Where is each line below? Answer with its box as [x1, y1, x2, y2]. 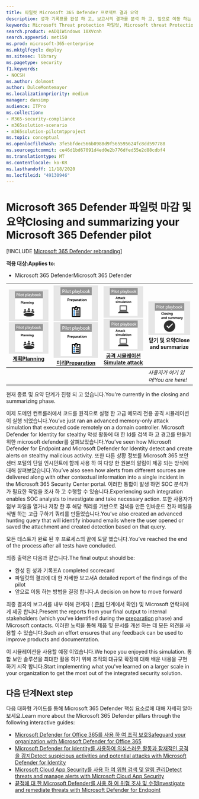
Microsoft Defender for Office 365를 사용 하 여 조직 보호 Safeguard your [14, 731, 186, 738]
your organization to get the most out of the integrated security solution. [6, 669, 182, 676]
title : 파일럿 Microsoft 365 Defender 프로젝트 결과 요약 [6, 9, 139, 15]
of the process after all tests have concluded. [6, 542, 117, 549]
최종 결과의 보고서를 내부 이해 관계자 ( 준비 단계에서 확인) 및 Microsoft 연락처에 [6, 600, 190, 607]
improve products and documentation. [6, 635, 99, 643]
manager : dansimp [6, 97, 49, 103]
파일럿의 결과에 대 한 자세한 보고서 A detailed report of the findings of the [14, 574, 188, 581]
